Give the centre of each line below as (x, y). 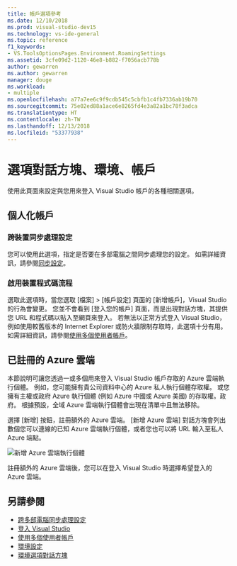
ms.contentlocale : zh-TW (44, 119)
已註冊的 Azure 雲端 (51, 360)
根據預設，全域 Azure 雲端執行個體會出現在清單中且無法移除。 (112, 405)
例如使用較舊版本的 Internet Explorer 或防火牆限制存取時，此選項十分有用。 (117, 326)
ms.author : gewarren (38, 73)
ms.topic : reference (38, 40)
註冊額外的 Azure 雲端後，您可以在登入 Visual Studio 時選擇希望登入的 (110, 468)
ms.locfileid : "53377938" (45, 133)
